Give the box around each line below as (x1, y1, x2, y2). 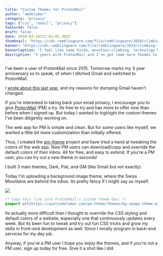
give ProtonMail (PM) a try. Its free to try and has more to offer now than (5, 105, 149, 111)
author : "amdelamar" (5, 12, 47, 16)
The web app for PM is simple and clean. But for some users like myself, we (5, 125, 157, 130)
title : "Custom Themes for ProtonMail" (5, 7, 86, 12)
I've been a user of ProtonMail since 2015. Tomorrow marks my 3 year (5, 65, 146, 71)
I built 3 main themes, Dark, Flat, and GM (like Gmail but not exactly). (5, 164, 142, 170)
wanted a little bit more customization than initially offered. (5, 129, 122, 136)
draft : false (5, 30, 32, 34)
